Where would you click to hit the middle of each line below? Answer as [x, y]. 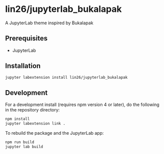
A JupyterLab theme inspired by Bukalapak [49, 23]
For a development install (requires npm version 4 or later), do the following [82, 104]
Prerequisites [26, 38]
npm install [17, 119]
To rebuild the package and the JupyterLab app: [55, 133]
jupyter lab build [24, 147]
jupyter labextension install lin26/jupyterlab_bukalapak [66, 77]
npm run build [20, 142]
